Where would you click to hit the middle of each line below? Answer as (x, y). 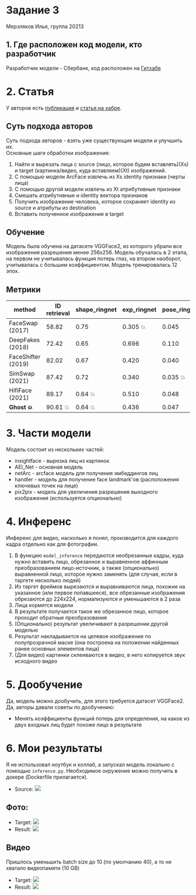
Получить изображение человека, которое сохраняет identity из (95, 201)
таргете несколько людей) (48, 580)
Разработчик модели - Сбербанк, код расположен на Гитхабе (84, 68)
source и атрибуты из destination (55, 208)
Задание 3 (33, 10)
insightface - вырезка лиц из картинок (62, 461)
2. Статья (30, 92)
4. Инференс (39, 522)
